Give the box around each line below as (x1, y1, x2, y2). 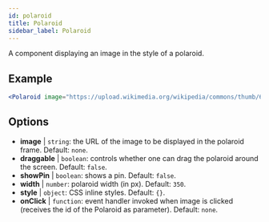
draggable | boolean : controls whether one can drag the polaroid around (19, 153, 259, 163)
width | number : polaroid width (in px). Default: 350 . (19, 179, 187, 188)
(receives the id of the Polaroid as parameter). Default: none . (19, 204, 219, 214)
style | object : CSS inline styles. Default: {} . (19, 188, 166, 197)
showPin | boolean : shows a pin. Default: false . (19, 170, 176, 180)
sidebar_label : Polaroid (8, 26, 91, 34)
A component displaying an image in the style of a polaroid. (8, 49, 204, 59)
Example (8, 71, 53, 85)
